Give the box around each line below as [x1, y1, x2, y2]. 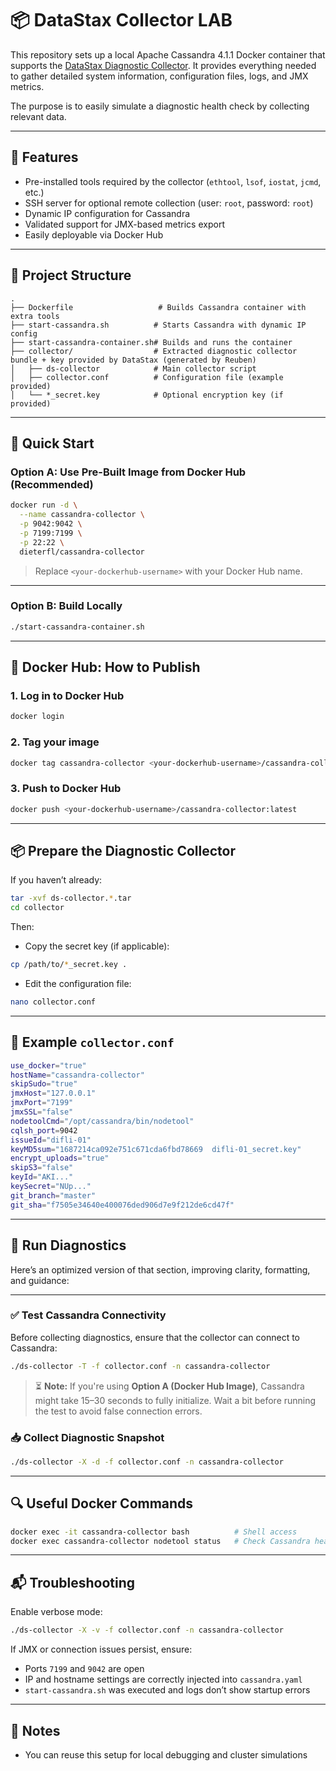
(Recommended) [10, 477, 94, 491]
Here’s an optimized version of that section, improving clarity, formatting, [10, 1263, 311, 1276]
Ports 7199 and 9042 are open [24, 1663, 145, 1675]
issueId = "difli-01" [10, 1135, 92, 1145]
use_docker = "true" [10, 1060, 87, 1071]
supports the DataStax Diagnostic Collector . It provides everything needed [10, 59, 317, 71]
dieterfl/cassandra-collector [19, 547, 145, 557]
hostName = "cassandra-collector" [10, 1070, 145, 1080]
